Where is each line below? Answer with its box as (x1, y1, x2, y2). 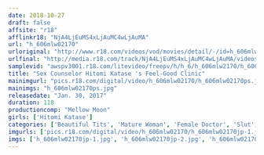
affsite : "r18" (8, 26, 58, 34)
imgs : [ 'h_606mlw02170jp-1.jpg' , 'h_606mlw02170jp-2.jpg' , (8, 135, 206, 143)
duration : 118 (8, 99, 55, 106)
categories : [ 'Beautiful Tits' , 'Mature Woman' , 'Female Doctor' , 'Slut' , (8, 121, 258, 128)
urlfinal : (8, 56, 41, 63)
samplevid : (8, 63, 44, 70)
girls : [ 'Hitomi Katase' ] (8, 114, 93, 121)
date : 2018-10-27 (8, 11, 65, 20)
